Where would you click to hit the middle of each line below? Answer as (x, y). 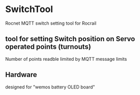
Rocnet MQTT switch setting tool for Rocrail (51, 23)
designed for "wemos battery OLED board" (50, 87)
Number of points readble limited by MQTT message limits (66, 59)
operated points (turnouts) (48, 47)
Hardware (21, 75)
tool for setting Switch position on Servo (70, 39)
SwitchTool (29, 9)
